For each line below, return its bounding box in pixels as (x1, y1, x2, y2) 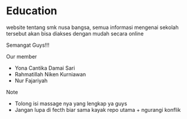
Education (6, 4, 57, 18)
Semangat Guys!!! (6, 41, 50, 49)
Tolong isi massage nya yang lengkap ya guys (14, 99, 127, 107)
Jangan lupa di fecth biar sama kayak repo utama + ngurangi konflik (14, 106, 181, 113)
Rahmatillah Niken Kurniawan (14, 70, 86, 78)
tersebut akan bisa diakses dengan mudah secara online (6, 30, 144, 37)
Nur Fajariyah (14, 77, 48, 84)
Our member (6, 53, 37, 60)
